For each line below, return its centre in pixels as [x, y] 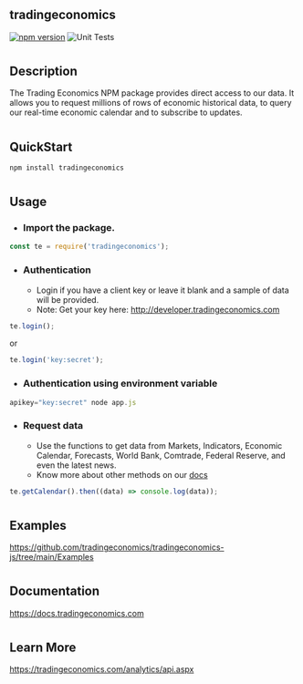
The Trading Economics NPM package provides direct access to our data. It [152, 93]
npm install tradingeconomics [67, 168]
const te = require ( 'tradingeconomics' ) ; [89, 247]
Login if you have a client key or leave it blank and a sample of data [162, 290]
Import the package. [69, 228]
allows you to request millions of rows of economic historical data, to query [151, 103]
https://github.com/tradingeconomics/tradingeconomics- [117, 547]
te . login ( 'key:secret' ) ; [57, 360]
